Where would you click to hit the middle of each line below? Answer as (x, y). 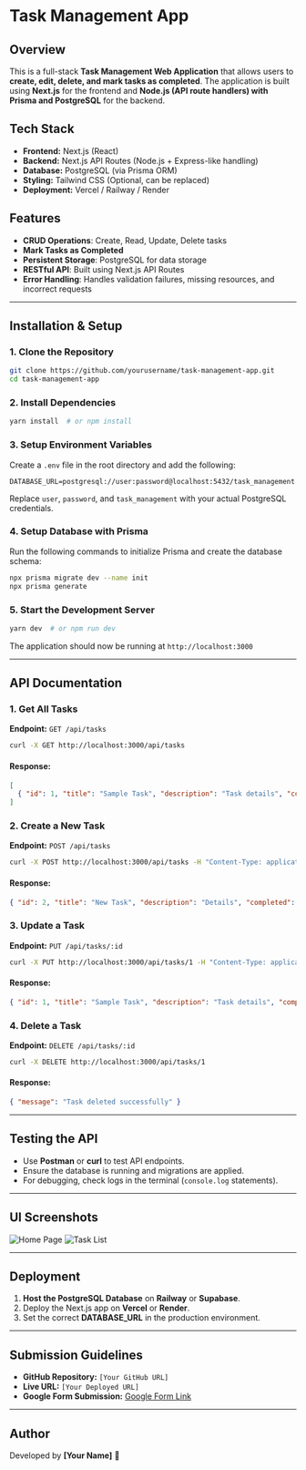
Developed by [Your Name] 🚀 (65, 1455)
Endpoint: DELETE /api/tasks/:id (72, 1045)
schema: (25, 560)
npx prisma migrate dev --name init (79, 578)
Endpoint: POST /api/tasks (60, 846)
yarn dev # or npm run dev (63, 628)
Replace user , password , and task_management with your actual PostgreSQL (148, 499)
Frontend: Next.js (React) (71, 150)
